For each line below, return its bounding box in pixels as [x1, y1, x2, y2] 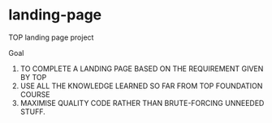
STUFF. [19, 107, 46, 117]
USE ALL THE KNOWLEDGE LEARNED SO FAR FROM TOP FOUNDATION [19, 81, 263, 91]
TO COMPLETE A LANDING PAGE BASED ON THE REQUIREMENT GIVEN [19, 63, 264, 74]
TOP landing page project [8, 32, 94, 42]
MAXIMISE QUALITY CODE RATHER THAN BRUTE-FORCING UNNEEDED [19, 98, 265, 108]
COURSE [19, 89, 50, 99]
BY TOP [19, 72, 47, 82]
